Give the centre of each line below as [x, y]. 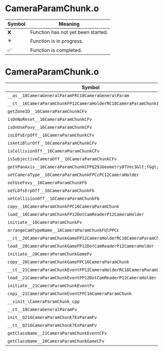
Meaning [69, 24]
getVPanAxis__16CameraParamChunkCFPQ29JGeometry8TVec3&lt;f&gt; [83, 167]
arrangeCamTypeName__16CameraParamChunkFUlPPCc [64, 230]
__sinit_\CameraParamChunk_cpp [44, 301]
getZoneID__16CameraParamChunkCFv [47, 111]
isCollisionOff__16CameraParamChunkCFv [53, 151]
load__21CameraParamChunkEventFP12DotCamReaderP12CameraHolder [82, 278]
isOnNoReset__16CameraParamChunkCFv [50, 119]
